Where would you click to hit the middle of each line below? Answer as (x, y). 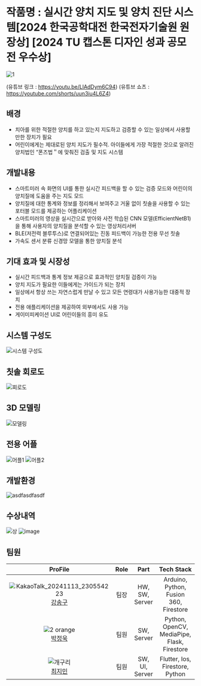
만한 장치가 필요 (33, 137)
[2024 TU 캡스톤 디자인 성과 (98, 42)
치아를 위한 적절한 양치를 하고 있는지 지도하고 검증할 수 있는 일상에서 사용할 (103, 129)
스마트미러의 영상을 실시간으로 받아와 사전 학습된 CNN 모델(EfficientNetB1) (103, 218)
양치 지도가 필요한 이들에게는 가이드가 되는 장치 (70, 284)
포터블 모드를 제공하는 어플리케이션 (56, 211)
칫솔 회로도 (25, 372)
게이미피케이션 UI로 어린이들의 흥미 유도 (62, 314)
